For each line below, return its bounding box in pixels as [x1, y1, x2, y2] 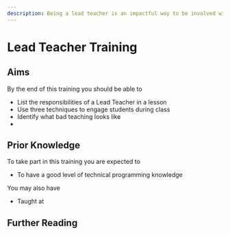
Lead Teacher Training [7, 39, 138, 55]
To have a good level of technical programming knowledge [16, 171, 183, 179]
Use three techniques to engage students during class [16, 105, 170, 113]
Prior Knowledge [7, 139, 81, 151]
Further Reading [7, 217, 78, 229]
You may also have [7, 184, 60, 192]
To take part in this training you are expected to [7, 158, 140, 166]
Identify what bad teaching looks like [16, 112, 121, 120]
